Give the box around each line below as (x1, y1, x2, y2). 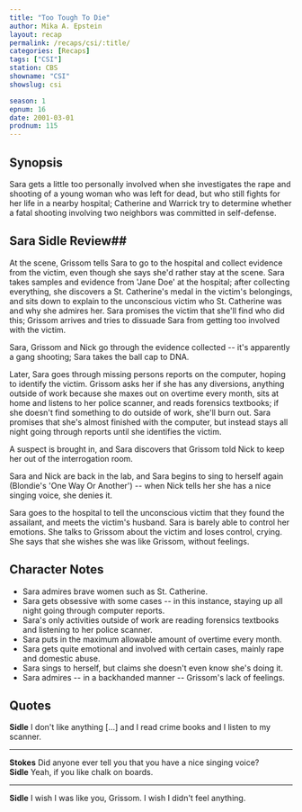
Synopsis (9, 155, 63, 170)
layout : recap (9, 30, 63, 39)
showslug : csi (9, 80, 63, 89)
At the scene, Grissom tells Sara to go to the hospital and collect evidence (9, 257, 283, 268)
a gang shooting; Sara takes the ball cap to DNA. (9, 351, 190, 362)
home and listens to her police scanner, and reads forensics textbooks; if (9, 397, 280, 408)
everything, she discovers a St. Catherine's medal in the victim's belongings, (9, 285, 293, 297)
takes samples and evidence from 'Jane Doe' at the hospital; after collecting (9, 276, 290, 287)
